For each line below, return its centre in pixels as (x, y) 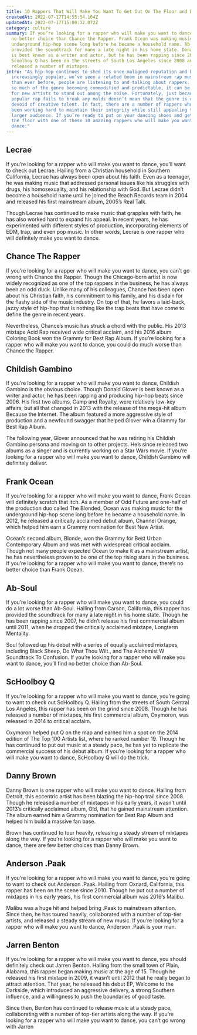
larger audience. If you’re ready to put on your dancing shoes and (97, 115)
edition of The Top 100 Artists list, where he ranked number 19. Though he (96, 738)
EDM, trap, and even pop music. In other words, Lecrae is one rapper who (95, 231)
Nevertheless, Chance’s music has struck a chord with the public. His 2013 (96, 325)
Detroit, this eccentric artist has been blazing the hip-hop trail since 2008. (95, 796)
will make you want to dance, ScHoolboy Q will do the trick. (78, 757)
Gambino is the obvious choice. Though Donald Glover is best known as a (95, 389)
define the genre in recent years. (45, 314)
